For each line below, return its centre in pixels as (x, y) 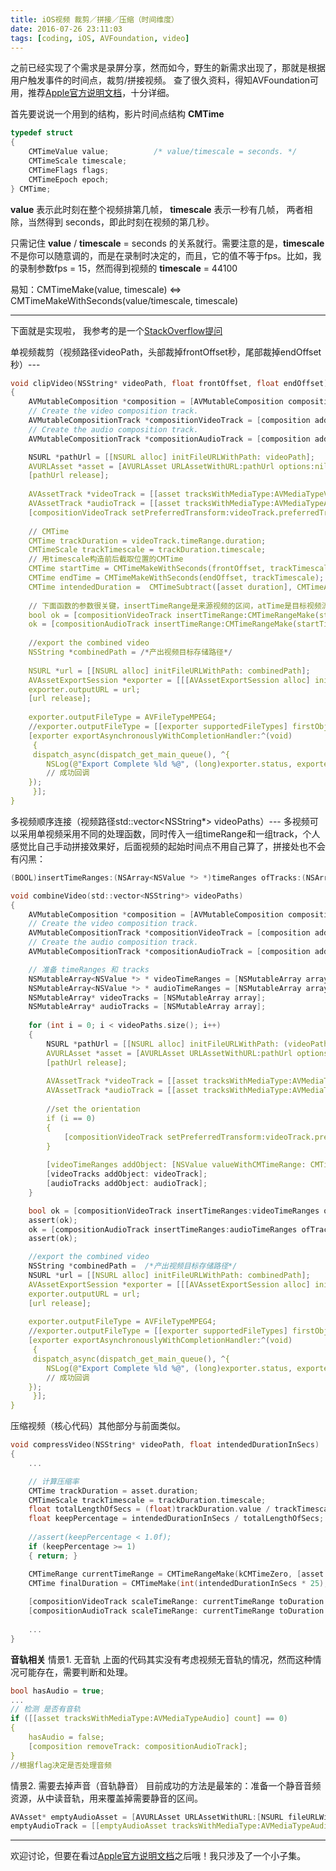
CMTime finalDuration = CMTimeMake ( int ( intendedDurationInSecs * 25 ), (178, 1583)
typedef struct (42, 133)
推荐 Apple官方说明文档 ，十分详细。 (101, 93)
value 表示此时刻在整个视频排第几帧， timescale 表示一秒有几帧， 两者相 (161, 209)
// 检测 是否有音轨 (45, 1709)
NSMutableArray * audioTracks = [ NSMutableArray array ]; (147, 1007)
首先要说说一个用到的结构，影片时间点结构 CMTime (117, 114)
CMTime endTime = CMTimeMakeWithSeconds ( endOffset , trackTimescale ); (176, 578)
